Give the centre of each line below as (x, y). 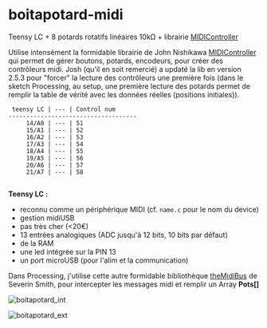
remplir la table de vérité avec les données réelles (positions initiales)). (124, 94)
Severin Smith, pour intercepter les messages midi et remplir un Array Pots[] (134, 284)
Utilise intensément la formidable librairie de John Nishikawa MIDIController (132, 52)
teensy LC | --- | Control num (63, 109)
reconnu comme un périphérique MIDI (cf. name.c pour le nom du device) (139, 209)
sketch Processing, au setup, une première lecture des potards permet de (130, 86)
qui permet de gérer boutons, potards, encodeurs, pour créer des (116, 61)
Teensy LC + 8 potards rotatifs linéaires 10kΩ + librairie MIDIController (124, 37)
